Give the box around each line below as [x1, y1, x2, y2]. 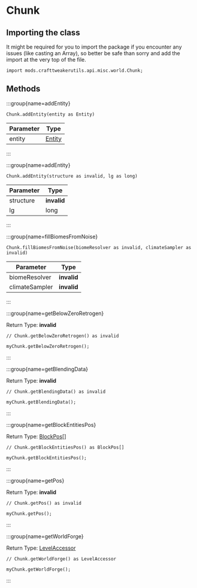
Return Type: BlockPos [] [6, 432, 66, 440]
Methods [6, 84, 41, 94]
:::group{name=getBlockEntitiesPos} [6, 421, 96, 428]
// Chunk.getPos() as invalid [6, 500, 82, 506]
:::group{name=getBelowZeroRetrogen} [6, 310, 104, 317]
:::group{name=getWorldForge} [6, 532, 84, 539]
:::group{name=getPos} [6, 477, 65, 484]
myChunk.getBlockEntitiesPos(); [6, 454, 87, 461]
